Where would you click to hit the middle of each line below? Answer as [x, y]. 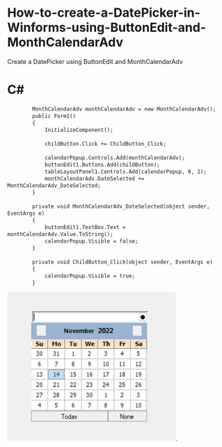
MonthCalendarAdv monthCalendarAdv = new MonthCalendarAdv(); [124, 109]
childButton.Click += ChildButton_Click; [105, 144]
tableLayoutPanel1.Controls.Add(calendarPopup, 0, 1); [126, 172]
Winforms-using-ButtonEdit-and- [107, 27]
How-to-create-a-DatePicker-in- [104, 13]
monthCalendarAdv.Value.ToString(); [60, 234]
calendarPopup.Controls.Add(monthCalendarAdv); [115, 158]
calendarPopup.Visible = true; [90, 276]
